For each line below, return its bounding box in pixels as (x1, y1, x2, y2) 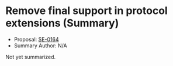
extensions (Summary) (5, 16, 119, 30)
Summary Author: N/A (13, 42, 68, 49)
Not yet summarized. (5, 53, 56, 60)
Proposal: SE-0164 (13, 36, 59, 43)
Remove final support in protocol (5, 4, 168, 18)
